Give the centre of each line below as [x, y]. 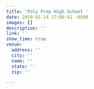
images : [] [20, 22]
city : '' [22, 55]
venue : [14, 45]
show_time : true [26, 39]
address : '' [26, 50]
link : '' [17, 34]
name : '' [22, 61]
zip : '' [21, 72]
